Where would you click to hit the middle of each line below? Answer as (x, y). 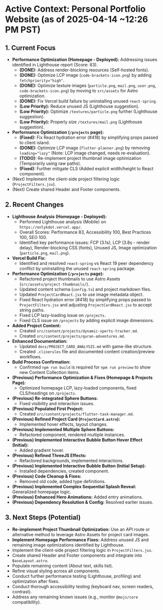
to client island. (35, 142)
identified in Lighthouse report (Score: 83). (55, 65)
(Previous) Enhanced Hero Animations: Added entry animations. (78, 497)
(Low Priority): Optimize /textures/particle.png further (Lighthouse (88, 111)
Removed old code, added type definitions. (63, 481)
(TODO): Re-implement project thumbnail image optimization (80, 158)
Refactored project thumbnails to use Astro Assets (70, 279)
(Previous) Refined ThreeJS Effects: (49, 455)
